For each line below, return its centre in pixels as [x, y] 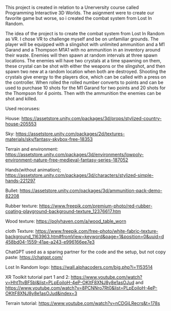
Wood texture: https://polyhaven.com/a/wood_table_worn [66, 221]
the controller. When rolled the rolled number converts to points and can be [84, 82]
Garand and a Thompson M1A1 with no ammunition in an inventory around [83, 50]
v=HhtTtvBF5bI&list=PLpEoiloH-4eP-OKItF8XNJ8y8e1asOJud [70, 282]
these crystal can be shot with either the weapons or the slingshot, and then [85, 66]
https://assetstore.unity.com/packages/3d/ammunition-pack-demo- [91, 190]
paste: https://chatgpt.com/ [34, 257]
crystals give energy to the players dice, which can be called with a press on [86, 77]
